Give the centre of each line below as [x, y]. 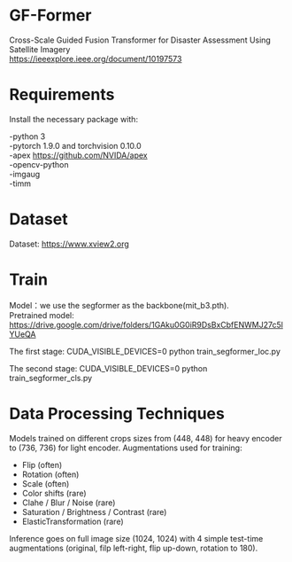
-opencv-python [39, 164]
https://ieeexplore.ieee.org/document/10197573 [96, 59]
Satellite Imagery [40, 49]
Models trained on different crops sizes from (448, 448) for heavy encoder [146, 438]
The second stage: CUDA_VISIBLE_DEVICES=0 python [108, 368]
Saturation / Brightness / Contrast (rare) [94, 511]
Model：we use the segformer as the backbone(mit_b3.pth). [119, 305]
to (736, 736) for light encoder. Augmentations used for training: [126, 448]
